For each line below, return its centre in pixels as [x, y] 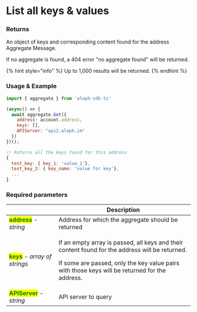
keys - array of [30, 257]
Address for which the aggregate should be [118, 220]
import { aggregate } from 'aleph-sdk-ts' [59, 98]
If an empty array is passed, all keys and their [121, 243]
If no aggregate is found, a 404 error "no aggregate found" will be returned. [98, 59]
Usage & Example [31, 86]
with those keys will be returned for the [112, 270]
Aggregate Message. [31, 48]
